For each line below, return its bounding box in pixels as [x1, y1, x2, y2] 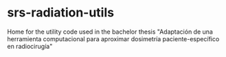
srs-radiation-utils [7, 5, 115, 21]
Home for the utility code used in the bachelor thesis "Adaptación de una [7, 27, 213, 36]
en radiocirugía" [7, 42, 53, 50]
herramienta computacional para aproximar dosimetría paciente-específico [7, 34, 220, 43]
